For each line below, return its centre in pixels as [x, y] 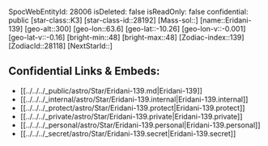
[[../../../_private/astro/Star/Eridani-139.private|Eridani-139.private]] [131, 116]
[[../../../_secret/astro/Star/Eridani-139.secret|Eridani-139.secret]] [128, 133]
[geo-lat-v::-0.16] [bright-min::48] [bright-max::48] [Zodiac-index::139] [126, 37]
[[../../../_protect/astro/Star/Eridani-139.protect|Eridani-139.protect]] [132, 107]
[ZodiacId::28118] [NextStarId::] [61, 46]
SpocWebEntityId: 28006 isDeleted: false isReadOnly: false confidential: [128, 12]
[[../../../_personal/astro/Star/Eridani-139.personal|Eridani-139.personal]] [140, 125]
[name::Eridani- [225, 20]
